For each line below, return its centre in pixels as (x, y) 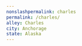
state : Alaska (24, 34)
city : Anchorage (26, 28)
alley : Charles (25, 23)
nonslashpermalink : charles (41, 12)
